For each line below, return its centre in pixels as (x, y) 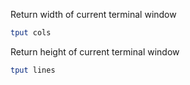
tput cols (31, 33)
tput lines (33, 70)
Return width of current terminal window (93, 14)
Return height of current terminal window (95, 51)
